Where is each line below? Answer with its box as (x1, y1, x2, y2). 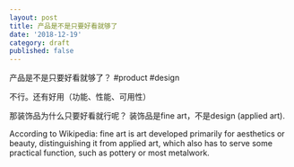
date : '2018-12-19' (9, 30, 82, 39)
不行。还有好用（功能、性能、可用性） (9, 92, 151, 102)
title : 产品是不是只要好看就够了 (9, 22, 118, 31)
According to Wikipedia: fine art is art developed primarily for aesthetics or (9, 128, 285, 139)
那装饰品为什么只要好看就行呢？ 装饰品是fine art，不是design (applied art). (9, 110, 285, 121)
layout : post (9, 13, 58, 22)
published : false (9, 47, 74, 56)
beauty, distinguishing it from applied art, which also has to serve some (9, 138, 273, 149)
